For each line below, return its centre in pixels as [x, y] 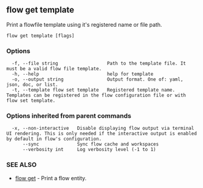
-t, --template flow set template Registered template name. [93, 90]
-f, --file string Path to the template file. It [99, 64]
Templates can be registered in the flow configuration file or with [96, 96]
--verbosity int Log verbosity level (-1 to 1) [89, 150]
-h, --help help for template [83, 74]
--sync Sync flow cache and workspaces [91, 144]
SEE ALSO [22, 165]
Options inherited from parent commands [69, 116]
